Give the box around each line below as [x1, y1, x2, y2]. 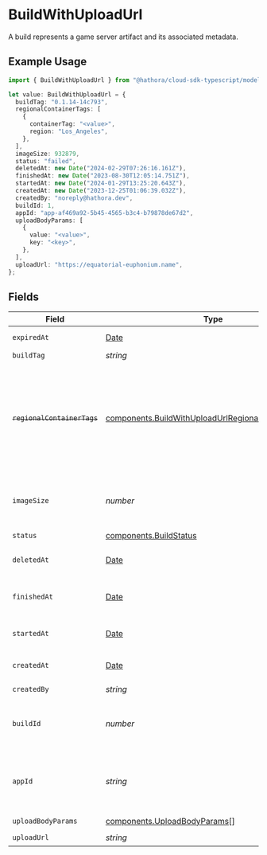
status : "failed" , [15, 157, 77, 165]
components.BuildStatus [105, 529, 197, 541]
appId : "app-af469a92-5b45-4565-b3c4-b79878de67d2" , [15, 209, 194, 217]
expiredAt [12, 333, 49, 342]
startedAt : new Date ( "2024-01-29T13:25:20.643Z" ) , [15, 179, 187, 188]
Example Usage [8, 55, 87, 68]
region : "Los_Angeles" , [29, 127, 109, 135]
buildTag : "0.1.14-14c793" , [15, 98, 109, 106]
